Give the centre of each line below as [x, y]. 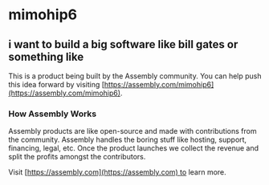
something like [46, 56]
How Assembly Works [53, 114]
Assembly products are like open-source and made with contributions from [132, 131]
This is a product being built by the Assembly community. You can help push [135, 76]
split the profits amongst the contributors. [77, 157]
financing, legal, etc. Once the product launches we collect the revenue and [134, 148]
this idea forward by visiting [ [57, 84]
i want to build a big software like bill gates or [123, 44]
